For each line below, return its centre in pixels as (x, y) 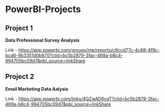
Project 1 (19, 28)
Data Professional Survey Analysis (43, 40)
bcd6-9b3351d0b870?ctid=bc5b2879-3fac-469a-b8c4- (64, 55)
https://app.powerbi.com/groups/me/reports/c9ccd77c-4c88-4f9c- (89, 50)
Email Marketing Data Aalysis (37, 89)
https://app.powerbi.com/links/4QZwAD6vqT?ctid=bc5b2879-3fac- (89, 99)
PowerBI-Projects (43, 9)
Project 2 (20, 77)
